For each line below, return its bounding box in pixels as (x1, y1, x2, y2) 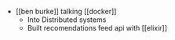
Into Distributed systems (27, 15, 107, 24)
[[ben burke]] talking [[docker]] (15, 7, 117, 16)
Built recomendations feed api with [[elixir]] (27, 24, 167, 32)
